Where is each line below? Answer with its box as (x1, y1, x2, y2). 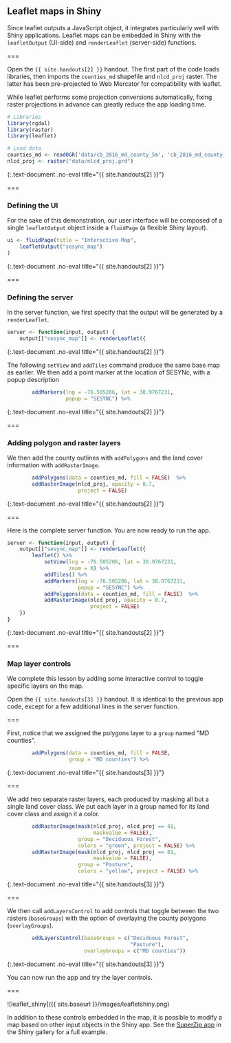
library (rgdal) (7, 120, 51, 126)
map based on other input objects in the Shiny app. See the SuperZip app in (7, 1020, 222, 1029)
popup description (7, 375, 60, 383)
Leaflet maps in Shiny (7, 5, 102, 17)
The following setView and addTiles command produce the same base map (7, 361, 220, 369)
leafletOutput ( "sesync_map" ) (19, 243, 103, 250)
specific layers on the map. (7, 682, 84, 690)
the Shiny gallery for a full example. (7, 1027, 108, 1036)
